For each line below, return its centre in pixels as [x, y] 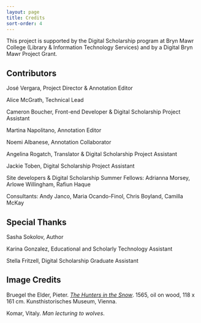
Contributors [32, 73]
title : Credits [26, 18]
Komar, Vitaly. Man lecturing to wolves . [56, 313]
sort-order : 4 [25, 23]
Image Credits [34, 280]
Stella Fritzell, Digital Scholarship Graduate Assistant [73, 261]
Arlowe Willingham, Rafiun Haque [48, 184]
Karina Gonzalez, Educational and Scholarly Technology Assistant [89, 249]
